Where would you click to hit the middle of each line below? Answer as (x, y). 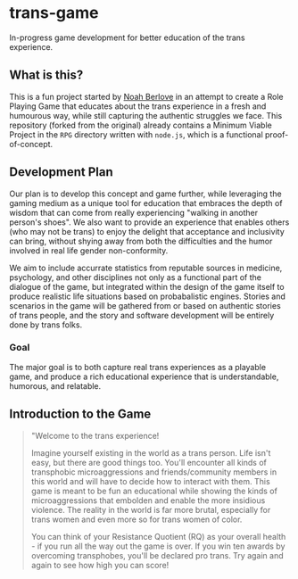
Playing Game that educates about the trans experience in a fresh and (138, 106)
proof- (277, 134)
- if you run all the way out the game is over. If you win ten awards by (158, 546)
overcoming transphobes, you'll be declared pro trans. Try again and (157, 555)
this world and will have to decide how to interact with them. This (150, 481)
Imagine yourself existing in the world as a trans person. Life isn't (151, 452)
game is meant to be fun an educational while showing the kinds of (154, 491)
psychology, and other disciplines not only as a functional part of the (135, 277)
